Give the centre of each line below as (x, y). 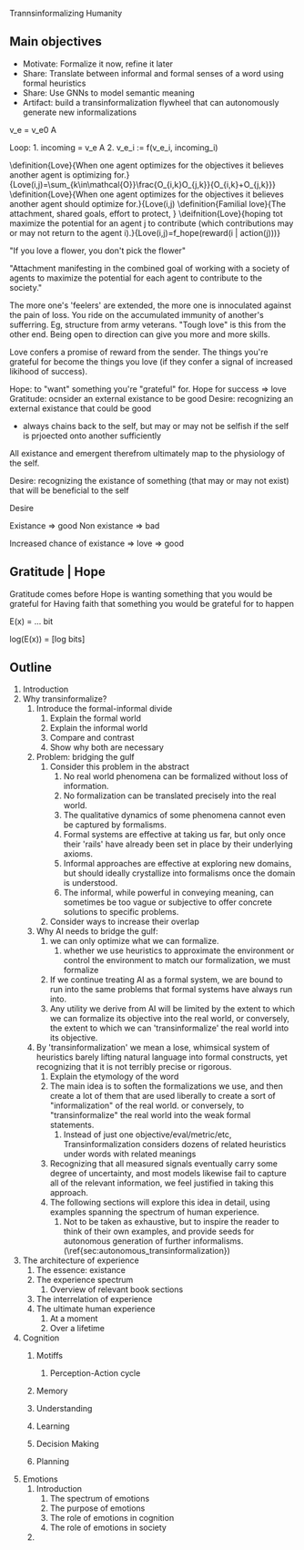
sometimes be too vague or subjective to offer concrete (168, 902)
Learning (53, 1426)
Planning (53, 1462)
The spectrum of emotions (100, 1499)
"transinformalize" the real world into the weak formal (150, 1115)
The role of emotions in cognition (112, 1518)
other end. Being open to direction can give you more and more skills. (140, 334)
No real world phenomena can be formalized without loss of (176, 776)
